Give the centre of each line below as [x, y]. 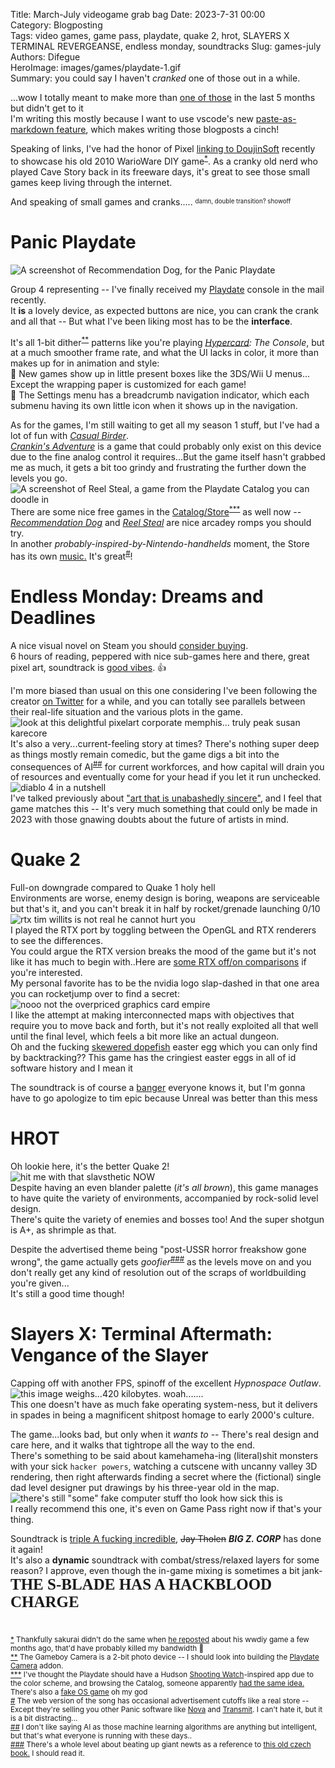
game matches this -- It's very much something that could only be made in [164, 809]
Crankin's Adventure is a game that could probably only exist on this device [166, 446]
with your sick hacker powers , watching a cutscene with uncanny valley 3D [164, 1466]
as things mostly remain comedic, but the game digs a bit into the [145, 754]
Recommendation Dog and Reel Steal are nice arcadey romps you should [161, 522]
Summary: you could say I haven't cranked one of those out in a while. [155, 78]
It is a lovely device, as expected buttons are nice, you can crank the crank [164, 310]
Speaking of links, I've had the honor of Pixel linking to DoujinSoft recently [163, 148]
